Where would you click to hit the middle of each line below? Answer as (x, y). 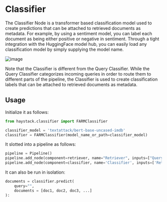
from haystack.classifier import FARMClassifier (56, 121)
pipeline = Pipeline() (29, 153)
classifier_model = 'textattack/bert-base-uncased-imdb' (65, 130)
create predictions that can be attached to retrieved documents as (73, 28)
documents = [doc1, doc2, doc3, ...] (53, 191)
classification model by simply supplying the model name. (64, 49)
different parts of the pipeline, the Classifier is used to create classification (82, 79)
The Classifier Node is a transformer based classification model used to (79, 23)
